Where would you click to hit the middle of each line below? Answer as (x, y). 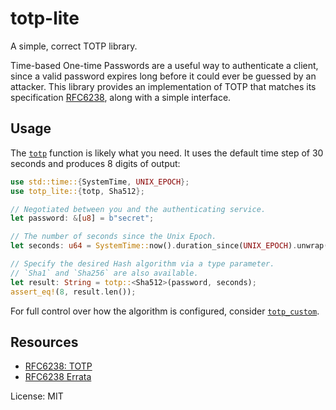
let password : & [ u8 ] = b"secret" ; (82, 218)
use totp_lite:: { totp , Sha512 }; (77, 191)
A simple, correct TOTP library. (74, 46)
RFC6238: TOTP (58, 366)
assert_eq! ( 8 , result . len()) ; (73, 292)
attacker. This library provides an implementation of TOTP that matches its (163, 86)
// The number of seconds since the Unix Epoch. (113, 237)
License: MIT (37, 396)
